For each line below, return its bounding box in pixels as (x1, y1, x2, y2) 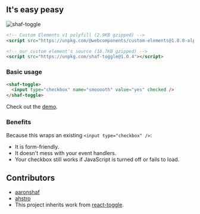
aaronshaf (14, 188, 40, 196)
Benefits (6, 118, 32, 127)
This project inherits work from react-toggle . (14, 202, 124, 209)
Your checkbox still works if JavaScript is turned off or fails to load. (14, 156, 180, 163)
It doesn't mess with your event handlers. (14, 149, 117, 156)
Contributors (6, 172, 55, 183)
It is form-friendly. (14, 143, 60, 150)
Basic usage (6, 68, 43, 76)
